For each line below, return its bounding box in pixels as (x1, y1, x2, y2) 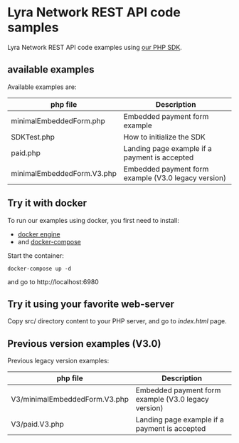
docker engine (17, 229, 60, 239)
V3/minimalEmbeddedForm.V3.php (11, 395, 129, 405)
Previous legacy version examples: (7, 357, 110, 365)
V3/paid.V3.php (11, 419, 64, 429)
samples (7, 19, 59, 36)
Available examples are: (7, 83, 77, 91)
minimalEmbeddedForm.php (11, 115, 105, 125)
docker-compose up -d (7, 265, 72, 272)
